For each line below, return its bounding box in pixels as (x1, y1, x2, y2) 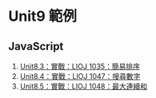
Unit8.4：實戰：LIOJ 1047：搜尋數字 (19, 72, 141, 80)
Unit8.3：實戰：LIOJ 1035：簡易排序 (19, 61, 140, 71)
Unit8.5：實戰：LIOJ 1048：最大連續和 (19, 81, 148, 91)
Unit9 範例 (8, 7, 78, 25)
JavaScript (8, 39, 64, 53)
